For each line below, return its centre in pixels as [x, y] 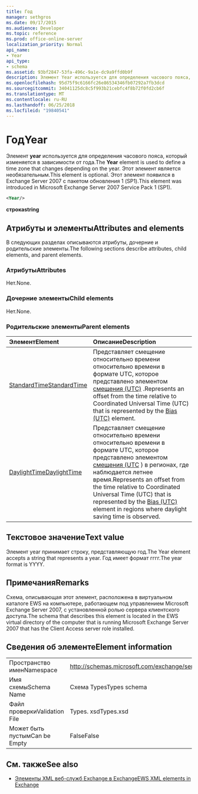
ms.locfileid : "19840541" [38, 110]
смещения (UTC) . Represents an [138, 389]
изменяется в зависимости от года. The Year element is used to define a [96, 162]
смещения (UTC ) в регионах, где [141, 464]
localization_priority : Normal [44, 45]
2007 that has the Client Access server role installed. [70, 628]
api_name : [18, 50]
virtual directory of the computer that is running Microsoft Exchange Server [98, 622]
